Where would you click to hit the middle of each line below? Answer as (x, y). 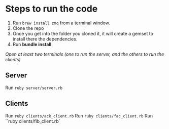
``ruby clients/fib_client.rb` (33, 121)
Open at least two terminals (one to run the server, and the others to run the (84, 54)
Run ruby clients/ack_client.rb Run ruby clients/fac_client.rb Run (79, 116)
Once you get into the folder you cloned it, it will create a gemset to (83, 33)
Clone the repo (28, 28)
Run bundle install (32, 44)
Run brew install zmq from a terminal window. (61, 23)
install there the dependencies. (45, 39)
